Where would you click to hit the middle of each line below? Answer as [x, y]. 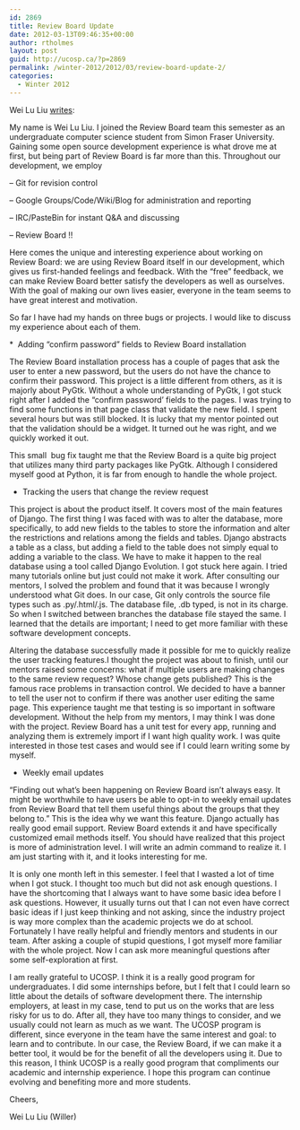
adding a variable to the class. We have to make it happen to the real [136, 556]
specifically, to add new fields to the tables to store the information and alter [150, 528]
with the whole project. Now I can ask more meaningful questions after [140, 950]
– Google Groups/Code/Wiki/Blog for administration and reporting [130, 200]
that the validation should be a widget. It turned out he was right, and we [143, 428]
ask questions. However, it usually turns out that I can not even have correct [150, 902]
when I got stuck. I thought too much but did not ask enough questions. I [143, 883]
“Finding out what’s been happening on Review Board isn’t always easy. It [145, 789]
